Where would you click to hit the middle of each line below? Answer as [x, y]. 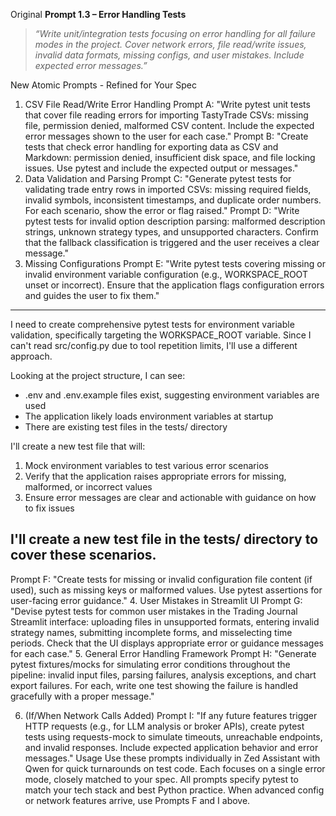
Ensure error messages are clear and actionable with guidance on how [170, 497]
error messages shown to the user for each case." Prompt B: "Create [166, 136]
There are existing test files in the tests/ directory [126, 427]
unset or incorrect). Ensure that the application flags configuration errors [174, 285]
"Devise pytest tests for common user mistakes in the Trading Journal [154, 611]
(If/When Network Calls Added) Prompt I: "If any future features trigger [171, 715]
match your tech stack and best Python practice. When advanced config [174, 790]
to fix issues [49, 508]
